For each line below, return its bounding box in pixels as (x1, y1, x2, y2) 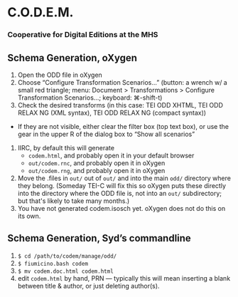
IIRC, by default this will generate (17, 143, 115, 152)
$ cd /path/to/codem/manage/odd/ (17, 252, 117, 260)
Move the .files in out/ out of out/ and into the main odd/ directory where (17, 174, 231, 182)
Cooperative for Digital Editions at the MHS (7, 30, 158, 40)
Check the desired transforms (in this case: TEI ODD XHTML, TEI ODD (17, 100, 224, 109)
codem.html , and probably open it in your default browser (28, 151, 195, 160)
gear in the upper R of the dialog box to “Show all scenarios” (17, 130, 195, 138)
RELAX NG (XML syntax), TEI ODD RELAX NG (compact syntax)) (17, 108, 207, 117)
